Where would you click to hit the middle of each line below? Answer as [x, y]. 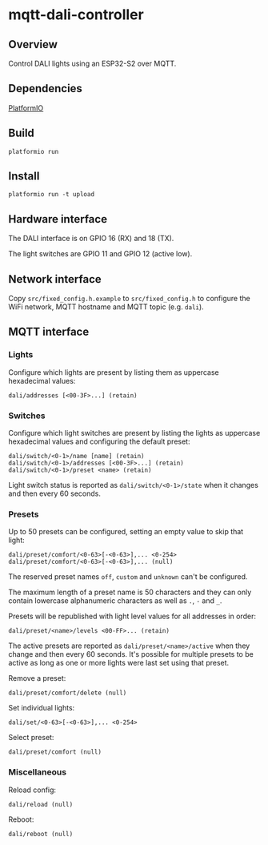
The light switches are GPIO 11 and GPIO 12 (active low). [100, 254]
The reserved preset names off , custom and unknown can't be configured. [128, 577]
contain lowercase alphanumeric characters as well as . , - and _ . [115, 601]
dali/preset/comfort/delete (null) [68, 693]
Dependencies [45, 89]
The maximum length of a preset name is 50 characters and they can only [130, 592]
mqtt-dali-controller [76, 15]
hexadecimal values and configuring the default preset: [99, 441]
